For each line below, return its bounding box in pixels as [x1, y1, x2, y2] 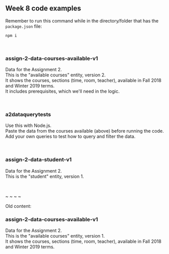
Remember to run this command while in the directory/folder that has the [5, 17, 159, 24]
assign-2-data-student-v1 [5, 156, 72, 163]
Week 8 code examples [5, 4, 81, 13]
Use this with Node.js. [5, 122, 52, 129]
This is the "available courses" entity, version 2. [5, 72, 106, 78]
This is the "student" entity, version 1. [5, 173, 84, 179]
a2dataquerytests [5, 111, 51, 118]
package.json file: [5, 23, 43, 29]
